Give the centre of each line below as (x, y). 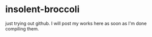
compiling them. (22, 28)
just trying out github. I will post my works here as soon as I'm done (76, 23)
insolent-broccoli (42, 9)
